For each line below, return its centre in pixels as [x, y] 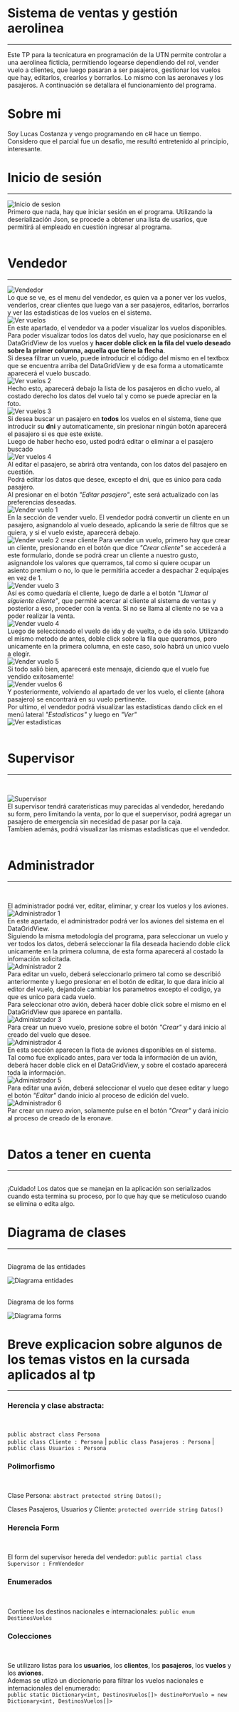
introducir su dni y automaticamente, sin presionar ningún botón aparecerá [117, 426]
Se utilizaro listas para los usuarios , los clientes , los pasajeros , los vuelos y [119, 1665]
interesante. [25, 148]
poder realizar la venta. [41, 616]
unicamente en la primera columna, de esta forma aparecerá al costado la [116, 951]
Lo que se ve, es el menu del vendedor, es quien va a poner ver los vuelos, [117, 297]
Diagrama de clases [67, 1232]
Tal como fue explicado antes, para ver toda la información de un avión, [112, 1057]
